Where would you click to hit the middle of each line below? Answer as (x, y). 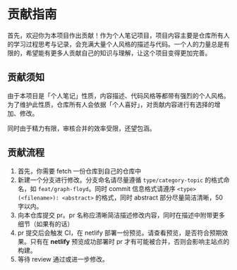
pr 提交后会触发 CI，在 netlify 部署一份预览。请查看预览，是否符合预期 (120, 233)
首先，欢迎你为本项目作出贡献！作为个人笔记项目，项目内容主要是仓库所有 (115, 35)
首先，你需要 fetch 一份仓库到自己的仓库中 (79, 171)
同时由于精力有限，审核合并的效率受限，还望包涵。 (81, 128)
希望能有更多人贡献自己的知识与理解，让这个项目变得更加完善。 (119, 53)
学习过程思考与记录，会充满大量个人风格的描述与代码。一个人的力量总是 (118, 44)
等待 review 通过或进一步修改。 (63, 259)
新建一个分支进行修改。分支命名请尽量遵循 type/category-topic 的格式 (120, 180)
